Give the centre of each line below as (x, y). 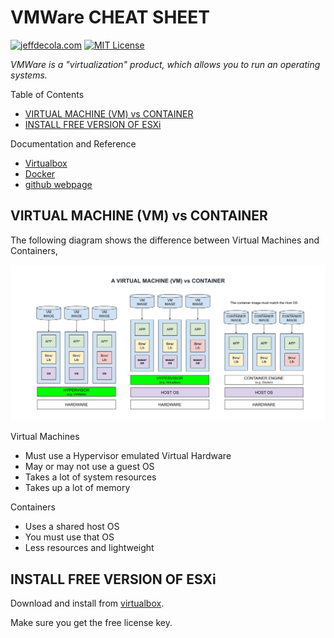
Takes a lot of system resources (90, 477)
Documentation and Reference (73, 143)
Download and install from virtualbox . (87, 603)
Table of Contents (47, 94)
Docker (40, 173)
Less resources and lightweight (89, 548)
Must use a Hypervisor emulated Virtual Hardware (128, 456)
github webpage (58, 184)
